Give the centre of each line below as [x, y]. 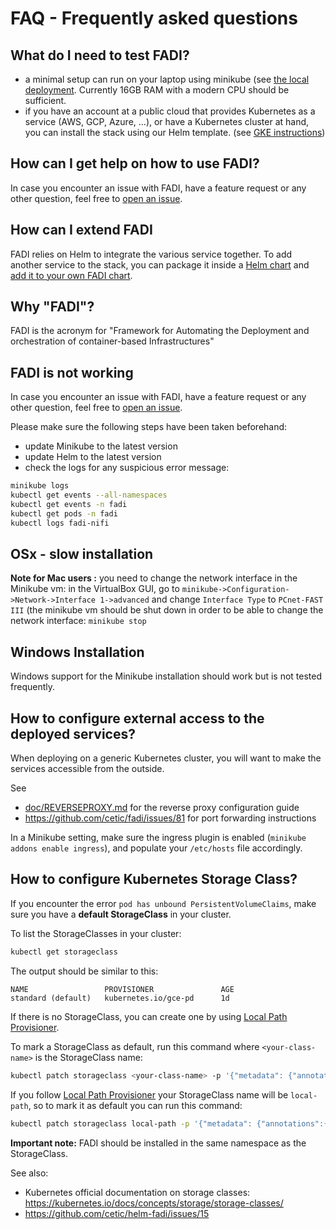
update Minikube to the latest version [101, 446]
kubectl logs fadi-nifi [60, 523]
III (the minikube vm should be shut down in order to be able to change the [167, 610]
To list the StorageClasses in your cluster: [96, 933]
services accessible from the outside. [87, 769]
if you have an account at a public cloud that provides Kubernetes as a [170, 111]
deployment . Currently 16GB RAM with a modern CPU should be [157, 90]
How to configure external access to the [137, 718]
